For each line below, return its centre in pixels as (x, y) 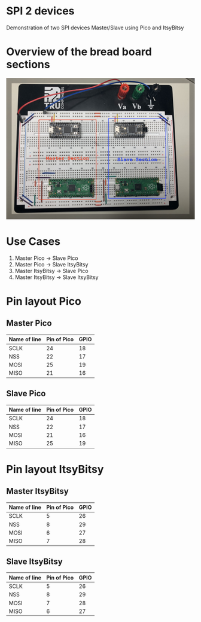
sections (28, 65)
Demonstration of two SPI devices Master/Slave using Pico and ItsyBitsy (95, 28)
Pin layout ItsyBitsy (55, 469)
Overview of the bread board (79, 52)
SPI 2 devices (40, 11)
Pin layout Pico (44, 301)
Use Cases (33, 242)
